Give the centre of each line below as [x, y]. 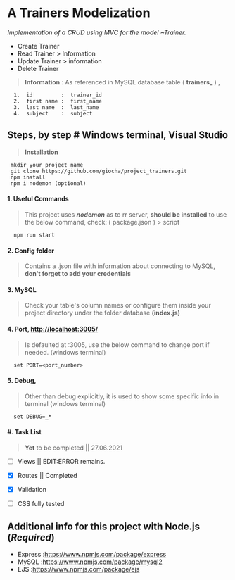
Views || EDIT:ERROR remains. [61, 461]
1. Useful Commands [38, 199]
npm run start [34, 235]
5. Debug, [22, 381]
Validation [32, 490]
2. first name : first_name [58, 101]
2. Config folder [31, 251]
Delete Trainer [38, 68]
